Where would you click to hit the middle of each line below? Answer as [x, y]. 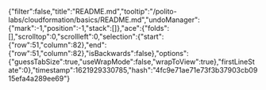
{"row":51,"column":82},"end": [58, 45]
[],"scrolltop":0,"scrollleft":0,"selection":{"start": [86, 36]
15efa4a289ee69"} [39, 79]
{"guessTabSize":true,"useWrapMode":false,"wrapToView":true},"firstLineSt [132, 62]
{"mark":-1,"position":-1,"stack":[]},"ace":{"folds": [89, 28]
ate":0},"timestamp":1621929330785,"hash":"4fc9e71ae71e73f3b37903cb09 [133, 70]
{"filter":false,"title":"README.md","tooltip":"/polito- [93, 11]
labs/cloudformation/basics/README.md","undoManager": [104, 20]
